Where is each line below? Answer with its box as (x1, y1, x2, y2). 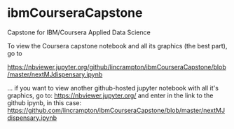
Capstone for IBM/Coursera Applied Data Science (7, 28, 151, 36)
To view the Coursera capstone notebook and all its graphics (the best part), (7, 41, 228, 50)
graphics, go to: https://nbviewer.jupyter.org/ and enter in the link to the (7, 91, 214, 100)
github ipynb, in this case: (7, 98, 82, 107)
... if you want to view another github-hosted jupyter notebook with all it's (7, 83, 219, 92)
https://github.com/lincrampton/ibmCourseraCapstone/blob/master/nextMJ (7, 106, 226, 114)
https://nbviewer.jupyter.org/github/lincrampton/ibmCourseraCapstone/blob (7, 62, 226, 71)
